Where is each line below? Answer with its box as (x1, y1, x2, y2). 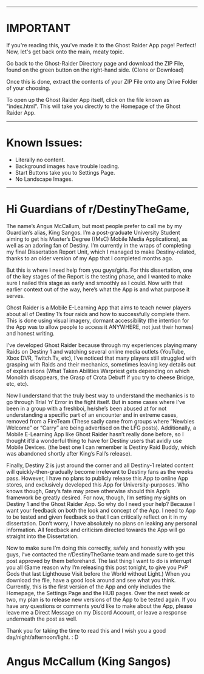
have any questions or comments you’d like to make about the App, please (6, 602, 192, 610)
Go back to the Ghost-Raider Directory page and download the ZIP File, (6, 59, 185, 67)
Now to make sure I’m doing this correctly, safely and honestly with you (6, 544, 185, 551)
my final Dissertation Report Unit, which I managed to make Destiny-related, (6, 248, 196, 255)
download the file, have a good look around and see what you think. (6, 576, 176, 584)
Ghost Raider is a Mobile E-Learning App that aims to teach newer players (6, 304, 191, 311)
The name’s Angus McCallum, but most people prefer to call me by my (6, 222, 182, 229)
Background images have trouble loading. (15, 162, 120, 170)
